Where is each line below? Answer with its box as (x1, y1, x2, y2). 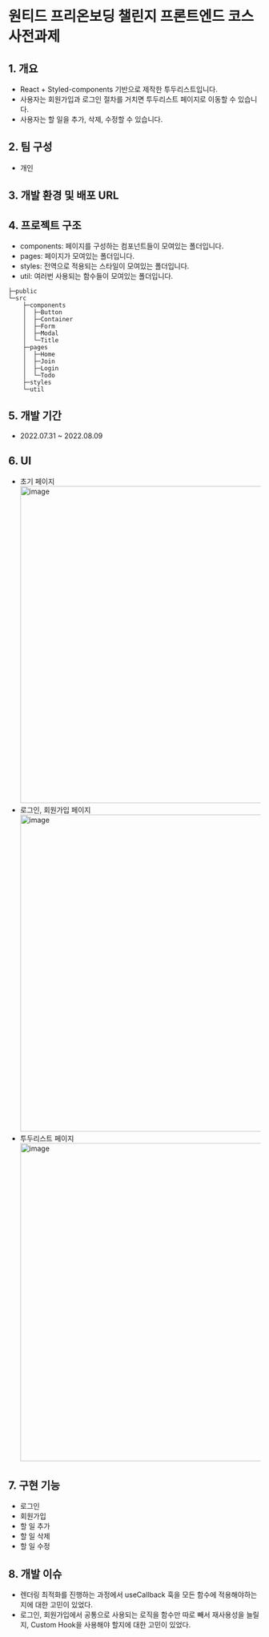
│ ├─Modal (22, 329, 59, 337)
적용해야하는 (218, 1590, 258, 1599)
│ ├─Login (22, 365, 59, 373)
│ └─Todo (22, 372, 56, 380)
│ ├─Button (22, 308, 62, 317)
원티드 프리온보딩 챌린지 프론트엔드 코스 (8, 7, 255, 26)
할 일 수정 (19, 1542, 50, 1551)
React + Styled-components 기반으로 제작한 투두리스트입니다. (19, 85, 219, 94)
